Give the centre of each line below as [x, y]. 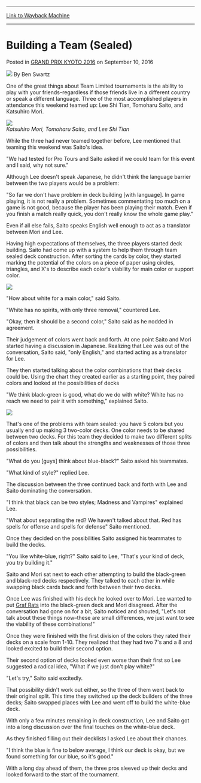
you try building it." [29, 562]
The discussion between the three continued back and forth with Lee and [97, 484]
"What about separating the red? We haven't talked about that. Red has [94, 520]
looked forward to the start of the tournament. [63, 774]
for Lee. [16, 358]
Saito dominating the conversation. [49, 490]
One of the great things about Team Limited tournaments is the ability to [95, 86]
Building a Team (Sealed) [69, 45]
